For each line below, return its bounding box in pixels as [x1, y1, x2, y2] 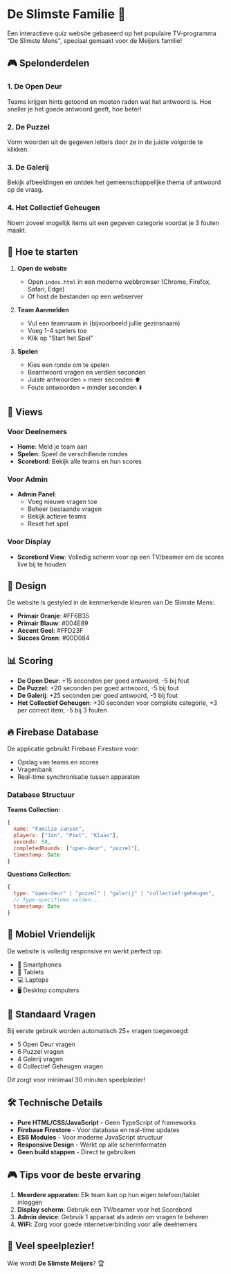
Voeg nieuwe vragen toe [27, 498, 98, 506]
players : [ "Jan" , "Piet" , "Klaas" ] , [13, 832, 119, 839]
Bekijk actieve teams [27, 512, 86, 521]
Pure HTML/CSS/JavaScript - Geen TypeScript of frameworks [17, 1118, 196, 1127]
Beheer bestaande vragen [27, 505, 102, 513]
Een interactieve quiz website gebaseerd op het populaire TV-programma [7, 29, 216, 37]
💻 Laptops [17, 976, 49, 984]
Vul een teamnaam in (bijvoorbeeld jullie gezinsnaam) [27, 319, 181, 328]
